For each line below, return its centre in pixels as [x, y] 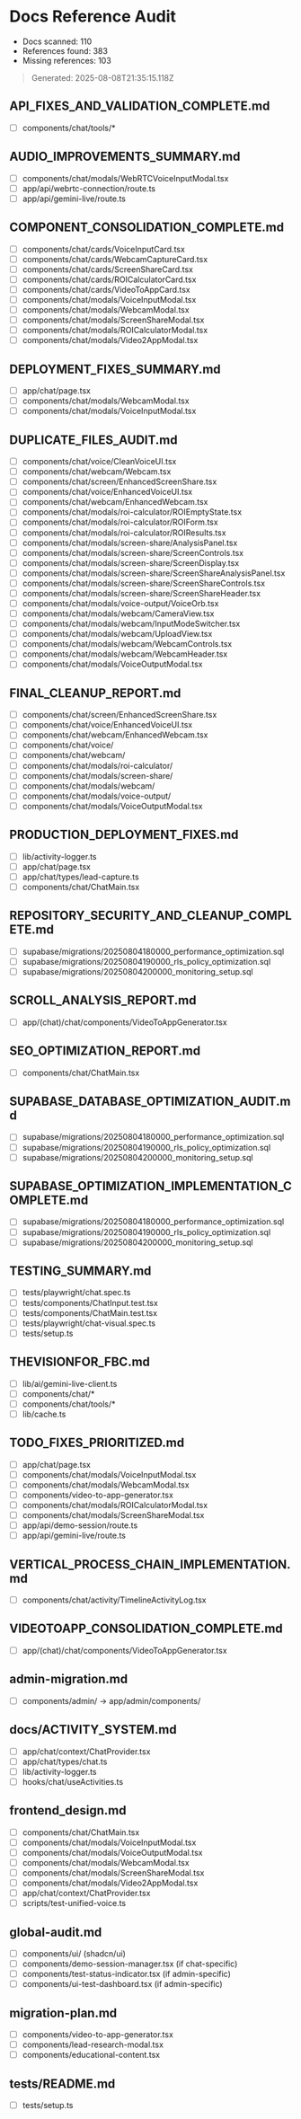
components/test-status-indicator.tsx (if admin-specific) [127, 1974]
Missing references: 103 [67, 60]
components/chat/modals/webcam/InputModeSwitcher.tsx [131, 624]
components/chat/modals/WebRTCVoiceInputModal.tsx [125, 178]
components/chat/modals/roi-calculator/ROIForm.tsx [120, 522]
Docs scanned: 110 [57, 41]
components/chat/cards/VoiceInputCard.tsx [104, 249]
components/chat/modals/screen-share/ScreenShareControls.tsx [144, 583]
